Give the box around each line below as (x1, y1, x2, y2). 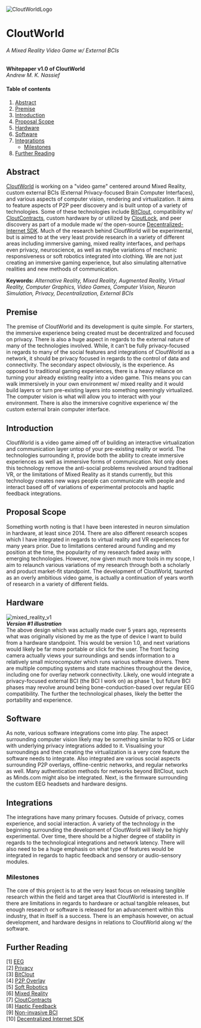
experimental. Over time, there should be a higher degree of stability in (6, 833, 181, 840)
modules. (6, 858, 29, 865)
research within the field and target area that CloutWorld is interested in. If (6, 893, 189, 900)
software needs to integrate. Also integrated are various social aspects (6, 755, 181, 762)
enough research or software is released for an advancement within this (6, 906, 184, 913)
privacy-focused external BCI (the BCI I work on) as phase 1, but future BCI (6, 677, 191, 684)
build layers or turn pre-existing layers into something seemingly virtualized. (6, 387, 194, 394)
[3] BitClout (6, 971, 35, 978)
